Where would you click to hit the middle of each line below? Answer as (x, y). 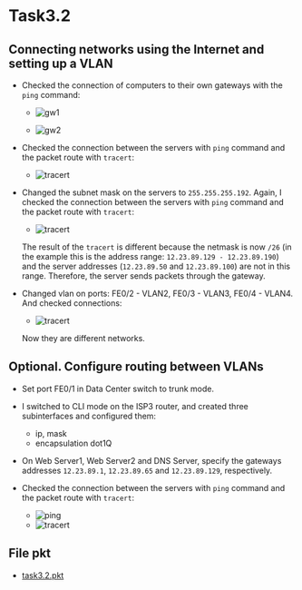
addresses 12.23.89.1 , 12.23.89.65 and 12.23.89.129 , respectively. (147, 470)
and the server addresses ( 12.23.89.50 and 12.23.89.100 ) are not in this (156, 266)
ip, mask (51, 433)
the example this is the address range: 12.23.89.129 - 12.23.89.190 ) (151, 256)
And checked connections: (72, 303)
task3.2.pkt (43, 575)
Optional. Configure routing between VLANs (136, 367)
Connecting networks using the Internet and (136, 49)
